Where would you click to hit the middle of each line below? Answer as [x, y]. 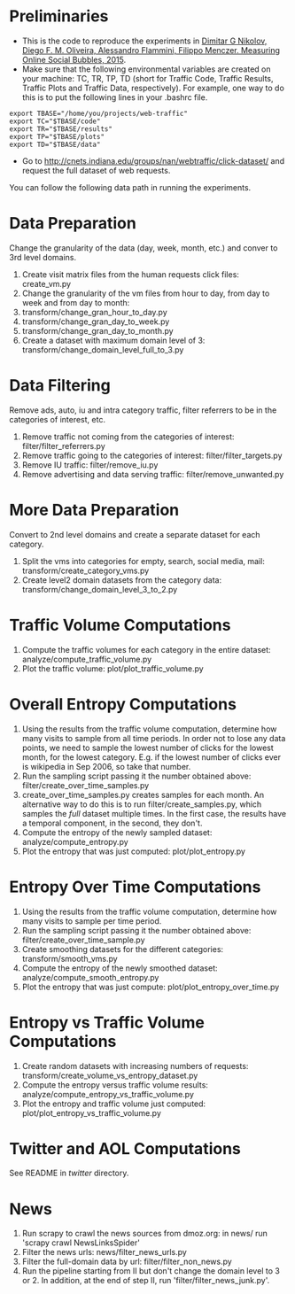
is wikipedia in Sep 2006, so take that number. [106, 766]
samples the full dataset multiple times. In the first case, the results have [154, 813]
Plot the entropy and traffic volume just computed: [114, 1104]
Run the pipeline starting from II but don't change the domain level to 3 [151, 1271]
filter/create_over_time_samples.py [85, 785]
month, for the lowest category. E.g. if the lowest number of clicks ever [151, 757]
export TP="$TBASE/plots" [57, 136]
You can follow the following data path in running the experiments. [130, 187]
